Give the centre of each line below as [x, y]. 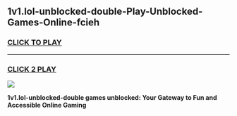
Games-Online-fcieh [54, 23]
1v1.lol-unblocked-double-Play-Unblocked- [105, 12]
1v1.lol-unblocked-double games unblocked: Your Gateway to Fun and [112, 97]
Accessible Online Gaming [47, 105]
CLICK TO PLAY [35, 43]
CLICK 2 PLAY [32, 69]
